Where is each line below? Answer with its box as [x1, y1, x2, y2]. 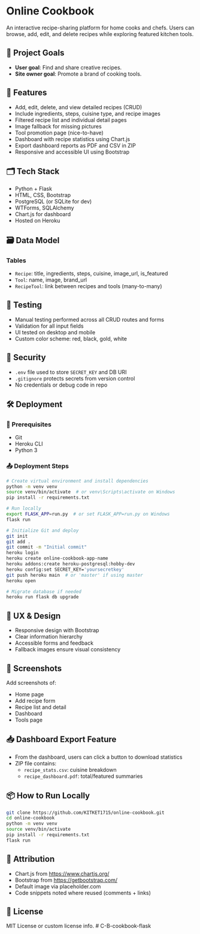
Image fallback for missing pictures [14, 122, 102, 130]
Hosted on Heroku [14, 217, 60, 224]
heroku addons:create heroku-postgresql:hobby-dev [6, 561, 135, 567]
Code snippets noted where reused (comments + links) [14, 889, 151, 896]
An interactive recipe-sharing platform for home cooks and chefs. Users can [6, 24, 195, 31]
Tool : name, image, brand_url [14, 276, 87, 283]
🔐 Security [6, 352, 46, 363]
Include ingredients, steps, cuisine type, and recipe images [14, 110, 160, 117]
